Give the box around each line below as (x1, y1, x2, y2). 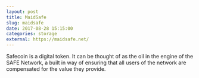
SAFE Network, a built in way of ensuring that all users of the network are (6, 59, 186, 66)
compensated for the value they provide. (6, 65, 106, 72)
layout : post (6, 8, 39, 15)
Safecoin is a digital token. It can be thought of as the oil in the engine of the (6, 53, 194, 60)
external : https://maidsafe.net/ (6, 36, 89, 42)
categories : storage (6, 31, 58, 37)
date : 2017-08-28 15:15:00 (6, 25, 73, 32)
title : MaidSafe (6, 14, 46, 20)
